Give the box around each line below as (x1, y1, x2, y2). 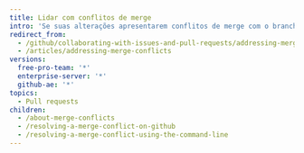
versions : (9, 55, 47, 64)
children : (9, 105, 47, 114)
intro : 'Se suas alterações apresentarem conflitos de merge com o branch (9, 22, 298, 31)
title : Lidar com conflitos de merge (9, 13, 152, 22)
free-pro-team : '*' (17, 64, 91, 73)
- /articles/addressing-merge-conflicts (17, 47, 172, 56)
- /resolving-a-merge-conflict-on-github (17, 122, 176, 131)
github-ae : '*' (17, 80, 75, 89)
